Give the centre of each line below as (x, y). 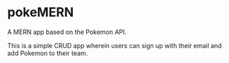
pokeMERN (41, 12)
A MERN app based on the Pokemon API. (67, 32)
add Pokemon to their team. (48, 53)
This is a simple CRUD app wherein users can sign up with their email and (114, 45)
